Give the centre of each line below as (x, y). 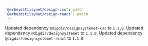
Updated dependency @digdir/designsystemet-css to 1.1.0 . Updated (74, 28)
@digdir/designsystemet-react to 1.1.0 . (45, 38)
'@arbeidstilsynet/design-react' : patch (47, 14)
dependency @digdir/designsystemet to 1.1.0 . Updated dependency (74, 33)
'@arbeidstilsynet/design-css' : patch (44, 9)
